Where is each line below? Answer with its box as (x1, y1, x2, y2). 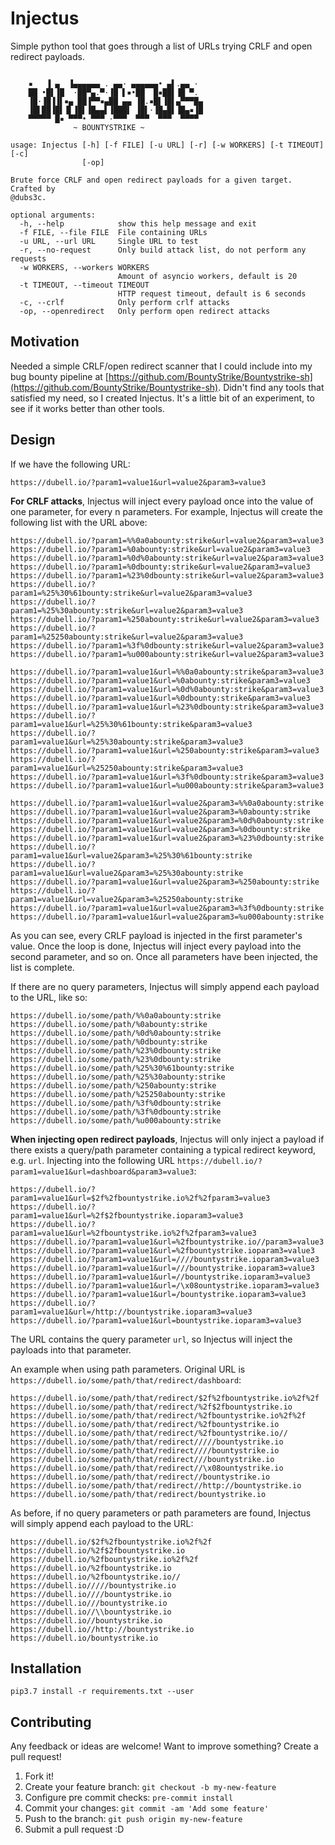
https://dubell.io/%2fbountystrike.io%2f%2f (10, 1554, 199, 1564)
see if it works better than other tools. (10, 402, 165, 414)
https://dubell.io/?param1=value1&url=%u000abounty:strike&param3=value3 (10, 780, 325, 791)
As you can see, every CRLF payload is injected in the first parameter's (10, 929, 303, 941)
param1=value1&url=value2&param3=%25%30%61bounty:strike (10, 850, 253, 861)
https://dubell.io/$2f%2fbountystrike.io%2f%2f (10, 1537, 213, 1547)
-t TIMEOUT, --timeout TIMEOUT (19, 280, 150, 290)
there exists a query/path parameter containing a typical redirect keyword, (10, 1143, 317, 1156)
